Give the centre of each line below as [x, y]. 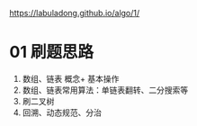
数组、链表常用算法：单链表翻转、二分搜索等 [105, 90]
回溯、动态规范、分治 [62, 112]
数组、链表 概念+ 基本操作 [71, 78]
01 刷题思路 [52, 52]
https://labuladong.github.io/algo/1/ [75, 13]
